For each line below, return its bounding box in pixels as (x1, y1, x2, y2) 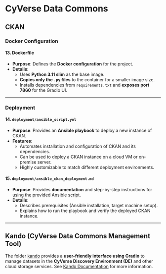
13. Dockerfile (5, 50, 35, 56)
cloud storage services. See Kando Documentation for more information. (5, 263, 153, 269)
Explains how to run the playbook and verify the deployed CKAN (19, 208, 151, 214)
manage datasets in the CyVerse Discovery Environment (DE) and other (5, 258, 153, 264)
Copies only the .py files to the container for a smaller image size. (19, 76, 155, 82)
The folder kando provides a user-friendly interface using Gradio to (5, 253, 145, 259)
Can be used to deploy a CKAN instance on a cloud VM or (19, 154, 138, 160)
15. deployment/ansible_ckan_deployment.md (5, 175, 94, 181)
